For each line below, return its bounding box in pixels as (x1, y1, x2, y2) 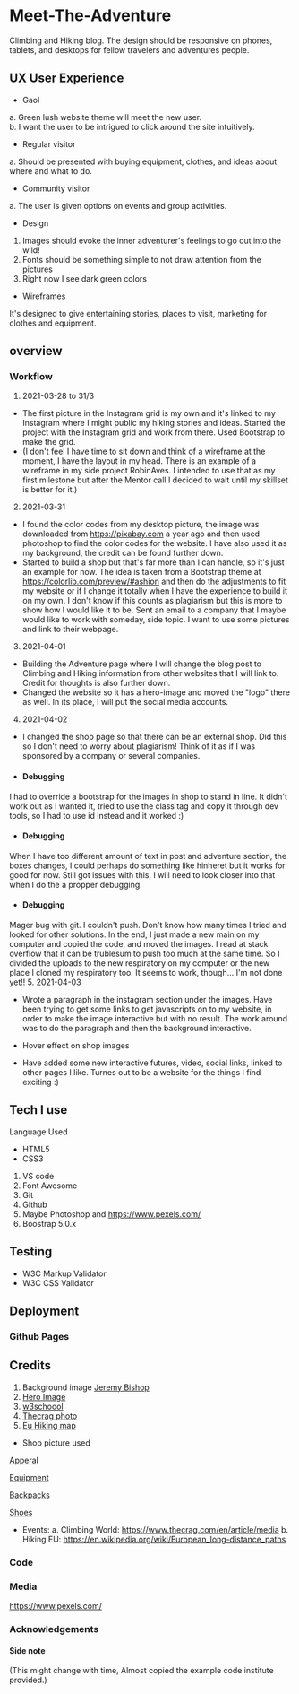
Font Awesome (21, 1180, 78, 1191)
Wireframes (21, 291, 66, 301)
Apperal (9, 1455, 38, 1465)
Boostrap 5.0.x (21, 1218, 77, 1229)
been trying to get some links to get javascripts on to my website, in (21, 1003, 272, 1014)
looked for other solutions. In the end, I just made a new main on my (9, 929, 260, 940)
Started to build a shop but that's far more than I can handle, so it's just (21, 557, 285, 568)
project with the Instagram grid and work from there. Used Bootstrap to (21, 427, 285, 438)
